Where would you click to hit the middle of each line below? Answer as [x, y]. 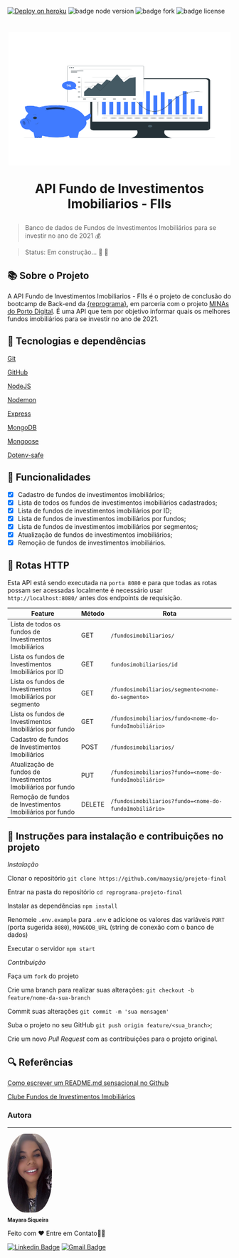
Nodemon [22, 399]
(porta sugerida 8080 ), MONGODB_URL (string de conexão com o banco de [111, 927]
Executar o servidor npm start [52, 949]
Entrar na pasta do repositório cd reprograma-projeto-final [95, 892]
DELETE [93, 804]
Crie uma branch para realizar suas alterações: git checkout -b [101, 990]
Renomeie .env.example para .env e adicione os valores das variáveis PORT [116, 920]
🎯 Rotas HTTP [38, 566]
